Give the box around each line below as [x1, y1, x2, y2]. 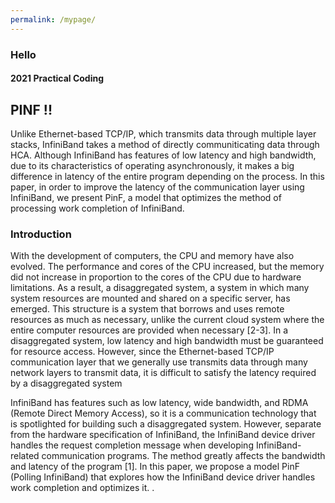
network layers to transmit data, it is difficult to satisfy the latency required [10, 367, 317, 379]
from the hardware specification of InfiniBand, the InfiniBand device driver [10, 429, 316, 441]
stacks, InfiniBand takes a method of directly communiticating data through [10, 138, 320, 150]
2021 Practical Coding [10, 72, 105, 85]
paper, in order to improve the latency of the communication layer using [10, 181, 305, 193]
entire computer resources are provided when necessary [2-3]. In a [10, 324, 289, 336]
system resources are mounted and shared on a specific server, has [10, 292, 291, 305]
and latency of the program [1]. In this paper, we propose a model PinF [10, 461, 300, 473]
